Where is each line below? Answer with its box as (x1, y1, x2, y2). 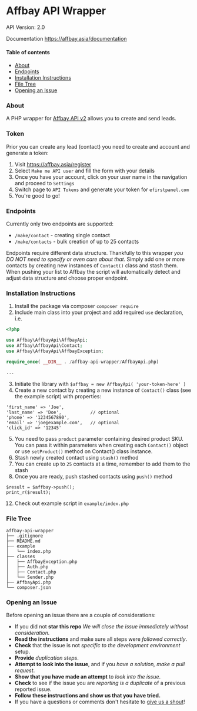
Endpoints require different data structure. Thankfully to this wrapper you (6, 250, 183, 257)
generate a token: (6, 149, 49, 156)
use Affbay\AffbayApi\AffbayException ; (6, 348, 104, 354)
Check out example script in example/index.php (14, 500, 129, 507)
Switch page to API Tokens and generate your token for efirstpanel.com (14, 186, 189, 193)
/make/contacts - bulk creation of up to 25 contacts (14, 238, 139, 245)
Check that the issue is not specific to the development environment (14, 642, 181, 649)
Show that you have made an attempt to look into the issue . (14, 673, 161, 680)
